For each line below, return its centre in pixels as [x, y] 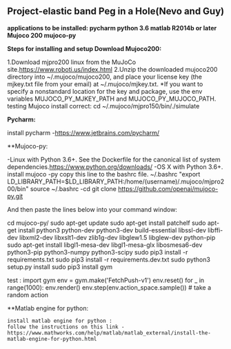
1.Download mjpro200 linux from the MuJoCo [72, 62]
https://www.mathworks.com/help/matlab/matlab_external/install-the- [109, 333]
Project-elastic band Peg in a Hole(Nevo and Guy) [116, 11]
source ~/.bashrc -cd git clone [73, 188]
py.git [15, 196]
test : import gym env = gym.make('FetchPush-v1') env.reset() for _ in [106, 280]
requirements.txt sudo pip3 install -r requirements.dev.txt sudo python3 [109, 259]
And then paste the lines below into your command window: [92, 209]
